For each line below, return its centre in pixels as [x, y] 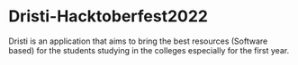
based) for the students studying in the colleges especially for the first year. [149, 50]
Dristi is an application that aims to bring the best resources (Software [138, 41]
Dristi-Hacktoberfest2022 [108, 16]
